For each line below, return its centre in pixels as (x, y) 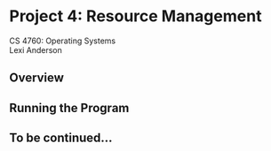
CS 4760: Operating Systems (63, 41)
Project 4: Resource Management (135, 16)
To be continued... (61, 138)
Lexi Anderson (36, 49)
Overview (37, 78)
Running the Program (69, 108)
